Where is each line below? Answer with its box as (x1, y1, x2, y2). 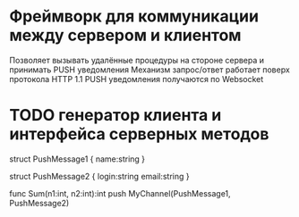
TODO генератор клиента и (9, 105, 222, 126)
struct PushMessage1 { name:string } (9, 154, 146, 164)
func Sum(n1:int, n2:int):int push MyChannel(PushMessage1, (9, 188, 231, 198)
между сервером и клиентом (9, 25, 242, 46)
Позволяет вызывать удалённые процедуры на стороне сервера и (9, 54, 265, 65)
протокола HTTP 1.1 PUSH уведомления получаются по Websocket (9, 73, 264, 84)
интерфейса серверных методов (9, 124, 269, 145)
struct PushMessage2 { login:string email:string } (9, 171, 190, 181)
